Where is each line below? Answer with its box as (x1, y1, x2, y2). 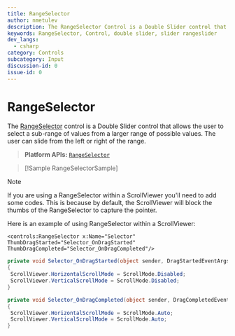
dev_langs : (7, 36, 39, 43)
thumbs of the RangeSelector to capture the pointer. (7, 206, 157, 214)
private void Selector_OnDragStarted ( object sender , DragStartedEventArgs (7, 258, 230, 265)
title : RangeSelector (7, 10, 71, 17)
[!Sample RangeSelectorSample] (24, 164, 118, 172)
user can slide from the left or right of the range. (7, 137, 147, 146)
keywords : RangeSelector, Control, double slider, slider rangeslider (7, 29, 218, 37)
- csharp (13, 43, 39, 50)
